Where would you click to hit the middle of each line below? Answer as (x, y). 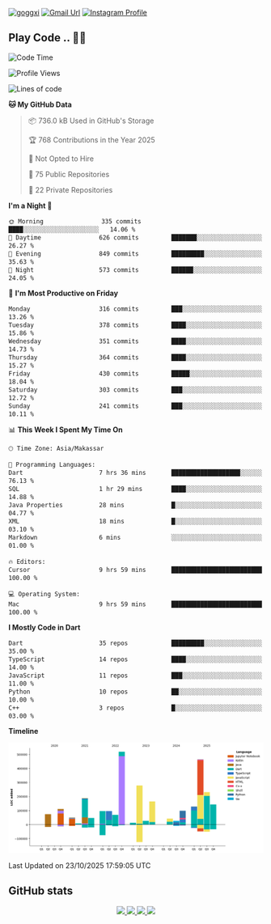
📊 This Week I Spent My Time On (66, 430)
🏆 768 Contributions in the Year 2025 (91, 140)
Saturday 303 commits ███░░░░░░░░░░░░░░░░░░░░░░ (135, 390)
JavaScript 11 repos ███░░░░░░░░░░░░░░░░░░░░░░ (135, 676)
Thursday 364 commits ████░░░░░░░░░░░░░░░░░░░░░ (135, 357)
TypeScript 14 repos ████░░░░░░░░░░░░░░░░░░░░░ (135, 659)
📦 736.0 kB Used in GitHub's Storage (91, 121)
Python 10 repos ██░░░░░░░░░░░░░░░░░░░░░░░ (135, 692)
